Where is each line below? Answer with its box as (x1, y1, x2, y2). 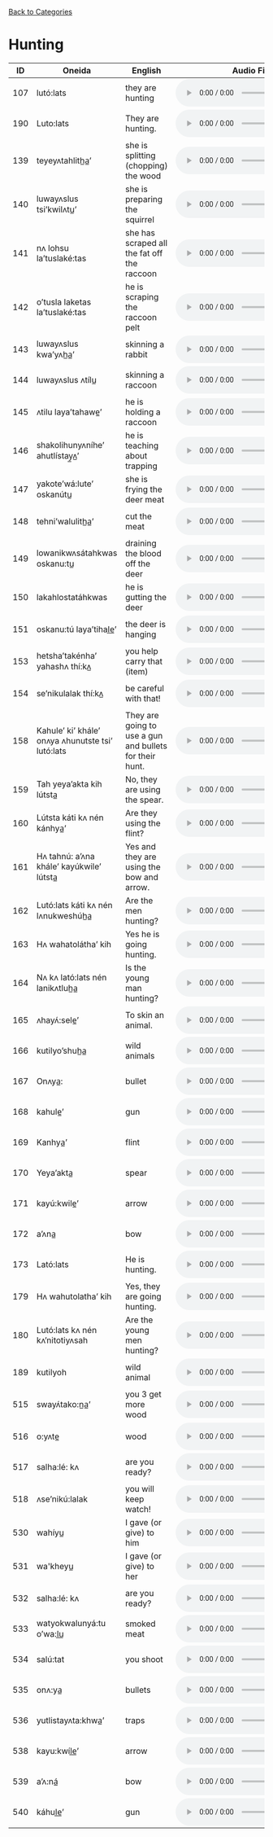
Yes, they (124, 1280, 161, 1291)
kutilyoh (36, 1366, 67, 1378)
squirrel (124, 213, 154, 225)
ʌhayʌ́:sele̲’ (36, 1014, 80, 1025)
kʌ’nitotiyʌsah (36, 1335, 88, 1346)
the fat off (124, 248, 163, 259)
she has (124, 227, 156, 239)
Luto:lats (36, 117, 69, 129)
